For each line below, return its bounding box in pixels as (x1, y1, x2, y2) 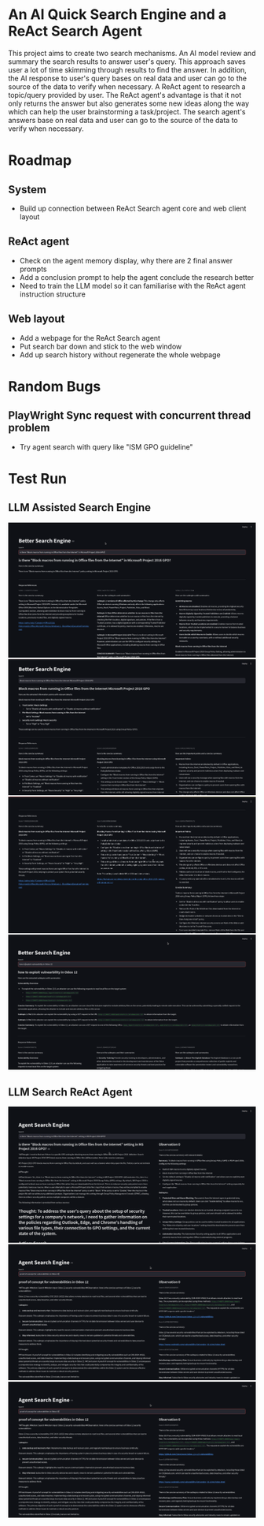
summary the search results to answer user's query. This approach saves (8, 57, 246, 66)
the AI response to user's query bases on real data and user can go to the (8, 73, 247, 83)
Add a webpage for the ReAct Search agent (19, 333, 161, 342)
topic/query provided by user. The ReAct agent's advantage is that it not (8, 90, 242, 99)
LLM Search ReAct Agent (8, 1085, 133, 1099)
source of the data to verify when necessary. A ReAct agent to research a (8, 81, 246, 91)
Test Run (8, 469, 67, 487)
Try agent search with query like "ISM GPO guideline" (19, 442, 194, 451)
